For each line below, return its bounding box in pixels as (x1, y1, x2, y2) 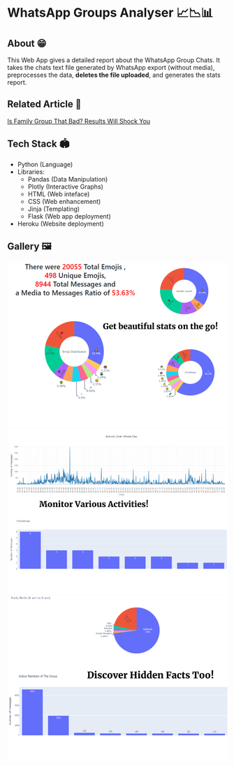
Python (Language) (17, 160, 73, 168)
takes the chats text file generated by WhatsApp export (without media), (7, 64, 215, 71)
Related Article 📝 (7, 98, 82, 110)
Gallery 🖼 (7, 241, 52, 253)
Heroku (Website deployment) (17, 219, 105, 228)
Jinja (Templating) (27, 205, 80, 213)
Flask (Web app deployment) (27, 212, 111, 220)
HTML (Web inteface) (27, 189, 90, 198)
